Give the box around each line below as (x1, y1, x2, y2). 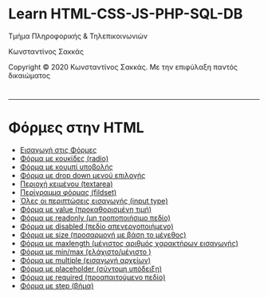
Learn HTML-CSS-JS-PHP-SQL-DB (8, 5, 243, 23)
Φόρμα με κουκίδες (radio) (19, 153, 109, 164)
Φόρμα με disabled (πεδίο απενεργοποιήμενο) (19, 221, 174, 232)
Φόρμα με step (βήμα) (19, 281, 94, 291)
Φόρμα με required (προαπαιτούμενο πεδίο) (19, 272, 166, 282)
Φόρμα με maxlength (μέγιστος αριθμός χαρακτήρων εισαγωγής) (19, 239, 239, 248)
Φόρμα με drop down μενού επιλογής (19, 171, 146, 181)
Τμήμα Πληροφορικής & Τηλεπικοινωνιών (8, 31, 148, 41)
